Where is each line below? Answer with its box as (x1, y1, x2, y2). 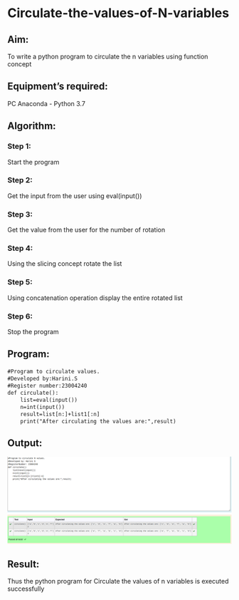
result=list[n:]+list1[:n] (20, 410, 100, 418)
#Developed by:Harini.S (7, 375, 78, 382)
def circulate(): (7, 389, 59, 396)
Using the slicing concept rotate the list (7, 259, 122, 268)
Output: (7, 437, 43, 450)
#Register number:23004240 (7, 382, 87, 389)
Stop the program (7, 327, 59, 336)
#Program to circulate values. (7, 368, 100, 375)
